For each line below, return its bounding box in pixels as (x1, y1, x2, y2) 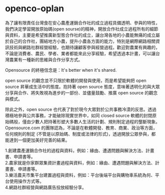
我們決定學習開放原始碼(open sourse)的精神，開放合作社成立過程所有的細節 (5, 26, 159, 32)
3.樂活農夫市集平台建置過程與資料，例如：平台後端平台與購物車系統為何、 (5, 172, 156, 178)
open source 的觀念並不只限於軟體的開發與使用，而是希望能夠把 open (5, 77, 146, 84)
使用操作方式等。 (9, 178, 44, 184)
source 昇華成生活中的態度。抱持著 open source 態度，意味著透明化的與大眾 (5, 84, 160, 89)
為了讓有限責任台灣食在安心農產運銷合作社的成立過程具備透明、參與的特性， (5, 20, 160, 26)
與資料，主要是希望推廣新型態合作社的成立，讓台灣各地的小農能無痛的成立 (5, 32, 156, 38)
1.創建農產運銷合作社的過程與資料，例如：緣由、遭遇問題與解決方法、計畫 (5, 147, 155, 153)
